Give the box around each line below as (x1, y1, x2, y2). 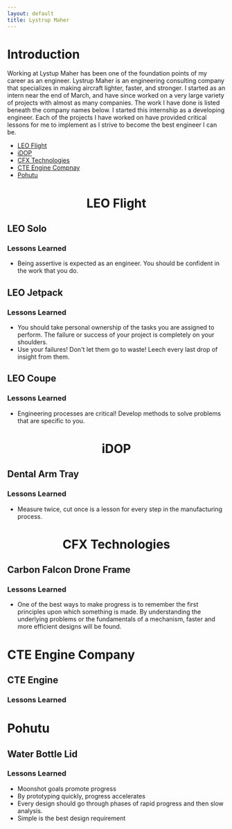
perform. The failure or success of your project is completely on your (17, 330, 215, 339)
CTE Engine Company (7, 647, 135, 662)
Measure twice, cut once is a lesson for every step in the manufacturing (17, 505, 223, 513)
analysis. (17, 806, 43, 814)
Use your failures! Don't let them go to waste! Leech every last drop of (17, 346, 218, 353)
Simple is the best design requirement (17, 814, 126, 822)
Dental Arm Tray (7, 468, 80, 480)
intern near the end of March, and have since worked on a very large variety (7, 91, 225, 100)
